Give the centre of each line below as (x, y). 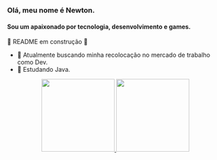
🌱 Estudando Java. (44, 70)
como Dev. (32, 62)
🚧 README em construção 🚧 (47, 42)
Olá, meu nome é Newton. (51, 10)
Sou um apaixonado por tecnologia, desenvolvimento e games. (99, 27)
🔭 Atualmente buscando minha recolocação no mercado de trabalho (114, 55)
